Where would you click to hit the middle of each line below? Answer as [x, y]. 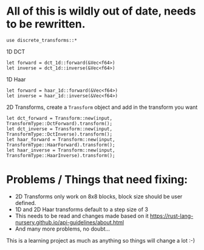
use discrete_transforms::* [42, 40]
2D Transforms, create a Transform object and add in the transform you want [102, 107]
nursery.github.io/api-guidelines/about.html [70, 222]
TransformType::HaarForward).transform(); [61, 145]
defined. [25, 203]
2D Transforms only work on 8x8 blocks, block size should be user [99, 196]
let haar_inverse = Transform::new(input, [61, 150]
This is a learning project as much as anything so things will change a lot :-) [101, 240]
